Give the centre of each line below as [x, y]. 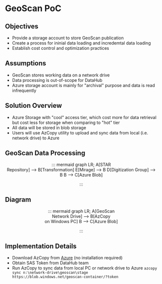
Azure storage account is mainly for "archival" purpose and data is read [83, 85]
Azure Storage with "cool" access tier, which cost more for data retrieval [84, 117]
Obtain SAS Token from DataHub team [50, 263]
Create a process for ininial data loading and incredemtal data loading [81, 43]
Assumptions [26, 63]
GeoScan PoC [33, 8]
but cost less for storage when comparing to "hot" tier [66, 122]
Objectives [22, 26]
